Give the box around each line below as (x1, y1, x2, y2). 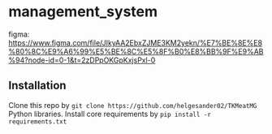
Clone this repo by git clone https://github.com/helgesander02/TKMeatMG (8, 100, 257, 110)
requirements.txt (8, 117, 67, 126)
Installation (8, 79, 67, 93)
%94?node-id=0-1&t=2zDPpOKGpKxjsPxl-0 (8, 55, 156, 65)
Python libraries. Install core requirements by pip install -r (8, 109, 211, 119)
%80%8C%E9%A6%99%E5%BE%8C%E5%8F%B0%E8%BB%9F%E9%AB (8, 46, 264, 56)
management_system (8, 2, 158, 21)
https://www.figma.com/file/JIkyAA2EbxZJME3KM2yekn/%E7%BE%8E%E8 (8, 37, 262, 47)
